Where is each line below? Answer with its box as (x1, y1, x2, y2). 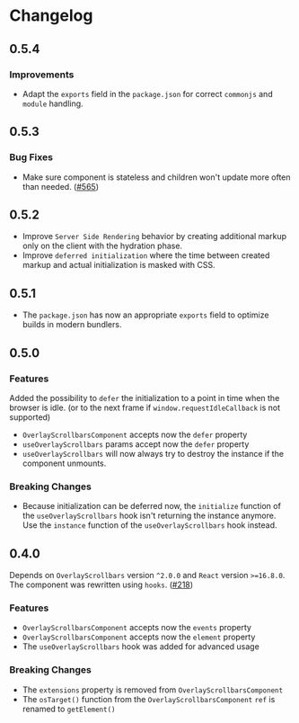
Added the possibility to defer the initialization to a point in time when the (9, 392, 280, 403)
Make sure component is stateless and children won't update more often (22, 172, 291, 183)
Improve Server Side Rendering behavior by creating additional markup (22, 231, 287, 242)
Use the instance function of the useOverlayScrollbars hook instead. (22, 520, 277, 531)
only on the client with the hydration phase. (22, 240, 182, 252)
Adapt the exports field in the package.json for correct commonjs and (22, 88, 273, 99)
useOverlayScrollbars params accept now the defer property (22, 438, 250, 450)
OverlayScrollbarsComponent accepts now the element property (22, 631, 256, 643)
